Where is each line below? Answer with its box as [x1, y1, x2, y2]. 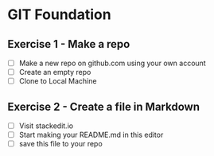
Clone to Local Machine [18, 76, 97, 86]
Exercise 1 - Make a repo [7, 37, 130, 51]
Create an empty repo [18, 68, 91, 77]
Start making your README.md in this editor [18, 130, 164, 140]
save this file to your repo [18, 139, 103, 149]
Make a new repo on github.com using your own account [18, 58, 206, 68]
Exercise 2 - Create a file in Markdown [7, 99, 200, 113]
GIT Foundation [7, 6, 112, 24]
